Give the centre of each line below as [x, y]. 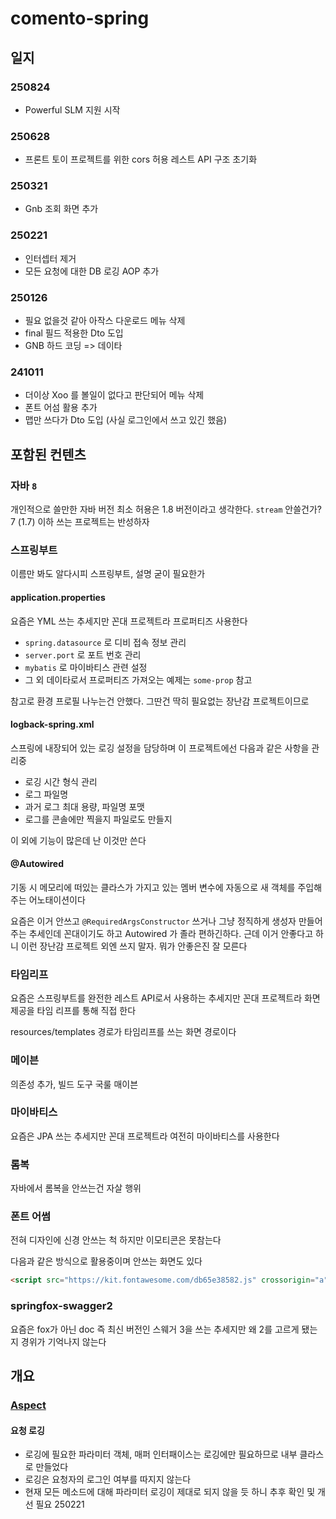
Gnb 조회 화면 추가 [61, 209]
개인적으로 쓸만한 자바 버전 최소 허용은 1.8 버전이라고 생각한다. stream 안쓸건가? [166, 509]
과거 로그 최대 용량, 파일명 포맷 [84, 806]
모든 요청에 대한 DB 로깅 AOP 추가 [92, 271]
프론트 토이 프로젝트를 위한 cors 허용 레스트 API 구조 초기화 [141, 159]
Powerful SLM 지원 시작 [72, 109]
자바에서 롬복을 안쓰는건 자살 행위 [76, 1188]
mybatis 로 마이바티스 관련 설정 [86, 667]
